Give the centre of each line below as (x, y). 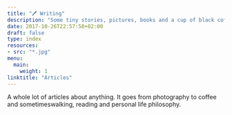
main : (21, 65)
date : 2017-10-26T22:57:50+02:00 (55, 26)
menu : (15, 59)
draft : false (26, 33)
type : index (24, 39)
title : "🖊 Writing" (36, 13)
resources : (23, 45)
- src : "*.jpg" (29, 52)
